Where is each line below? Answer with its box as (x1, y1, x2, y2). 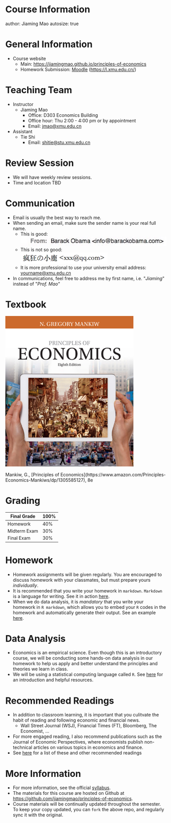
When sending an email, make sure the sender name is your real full (12, 220, 156, 226)
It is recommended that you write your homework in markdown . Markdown (12, 587, 163, 594)
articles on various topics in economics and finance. (33, 744, 143, 751)
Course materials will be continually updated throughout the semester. (12, 801, 161, 807)
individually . (12, 582, 38, 588)
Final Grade (10, 513, 36, 519)
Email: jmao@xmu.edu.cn (28, 123, 82, 129)
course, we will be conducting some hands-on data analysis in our (12, 655, 153, 661)
